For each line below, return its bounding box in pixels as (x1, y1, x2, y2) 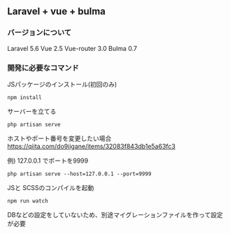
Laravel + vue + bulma (7, 6, 106, 17)
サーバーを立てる (7, 107, 57, 115)
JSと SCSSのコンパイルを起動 (7, 183, 94, 191)
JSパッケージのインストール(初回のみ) (7, 80, 117, 88)
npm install (7, 94, 42, 101)
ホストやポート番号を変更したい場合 (7, 134, 112, 142)
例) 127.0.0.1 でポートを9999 (7, 156, 89, 165)
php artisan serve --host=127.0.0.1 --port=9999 (7, 170, 152, 177)
